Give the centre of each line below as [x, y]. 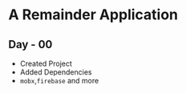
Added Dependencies [56, 72]
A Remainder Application [93, 15]
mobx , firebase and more [59, 81]
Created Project [46, 63]
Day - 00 [30, 44]
